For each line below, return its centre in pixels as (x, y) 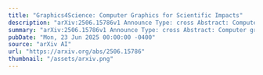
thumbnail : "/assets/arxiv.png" (61, 59)
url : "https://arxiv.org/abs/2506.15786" (77, 52)
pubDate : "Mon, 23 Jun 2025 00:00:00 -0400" (82, 37)
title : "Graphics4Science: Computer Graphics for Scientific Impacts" (126, 15)
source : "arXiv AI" (40, 45)
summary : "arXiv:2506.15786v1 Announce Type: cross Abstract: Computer (127, 30)
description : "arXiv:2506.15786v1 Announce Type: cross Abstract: (119, 23)
